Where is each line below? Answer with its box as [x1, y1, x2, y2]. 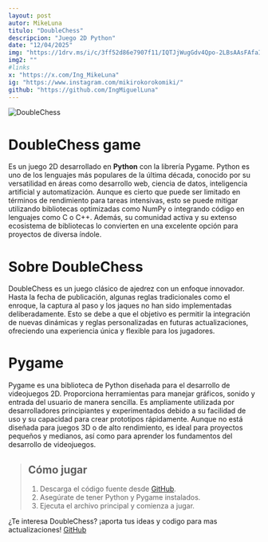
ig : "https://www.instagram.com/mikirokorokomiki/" [8, 78, 183, 86]
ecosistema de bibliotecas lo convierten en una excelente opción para [8, 221, 238, 231]
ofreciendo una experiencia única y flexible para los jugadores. [8, 326, 215, 336]
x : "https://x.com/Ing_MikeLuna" [8, 71, 120, 79]
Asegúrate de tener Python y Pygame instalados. [39, 493, 201, 502]
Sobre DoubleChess [8, 257, 144, 276]
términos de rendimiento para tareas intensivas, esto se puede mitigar [8, 196, 238, 206]
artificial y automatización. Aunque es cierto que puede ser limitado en [8, 187, 241, 197]
